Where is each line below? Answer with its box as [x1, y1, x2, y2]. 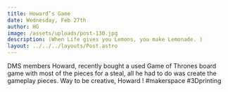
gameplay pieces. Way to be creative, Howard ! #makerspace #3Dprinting [7, 77, 222, 84]
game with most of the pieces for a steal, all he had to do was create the [7, 69, 217, 77]
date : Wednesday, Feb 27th [7, 17, 87, 24]
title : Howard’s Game [7, 10, 71, 17]
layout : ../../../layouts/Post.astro [7, 43, 118, 49]
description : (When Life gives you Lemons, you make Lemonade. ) [7, 36, 203, 43]
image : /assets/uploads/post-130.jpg [7, 29, 118, 37]
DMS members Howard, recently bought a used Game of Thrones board [7, 62, 217, 70]
